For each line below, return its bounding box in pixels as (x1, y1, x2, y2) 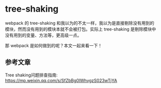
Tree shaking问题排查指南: (5, 72, 58, 78)
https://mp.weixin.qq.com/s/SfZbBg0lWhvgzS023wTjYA (5, 77, 117, 83)
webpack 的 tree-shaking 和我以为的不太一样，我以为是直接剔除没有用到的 (5, 20, 154, 26)
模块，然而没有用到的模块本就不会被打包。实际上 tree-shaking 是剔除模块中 (5, 26, 156, 32)
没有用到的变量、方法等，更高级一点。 (5, 32, 81, 38)
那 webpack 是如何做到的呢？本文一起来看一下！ (5, 42, 103, 48)
